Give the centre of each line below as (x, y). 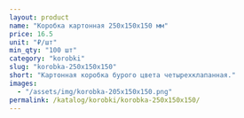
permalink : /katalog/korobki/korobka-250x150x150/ (105, 100)
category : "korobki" (47, 59)
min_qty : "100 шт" (43, 51)
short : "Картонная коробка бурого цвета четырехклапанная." (123, 75)
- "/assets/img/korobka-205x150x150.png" (95, 91)
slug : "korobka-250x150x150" (63, 67)
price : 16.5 (31, 34)
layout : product (39, 17)
